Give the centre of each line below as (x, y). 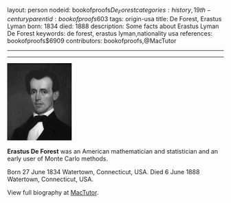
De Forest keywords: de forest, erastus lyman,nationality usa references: (110, 33)
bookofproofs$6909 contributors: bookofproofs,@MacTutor (92, 40)
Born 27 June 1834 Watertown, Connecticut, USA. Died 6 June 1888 (103, 171)
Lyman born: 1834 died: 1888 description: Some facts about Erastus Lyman (113, 26)
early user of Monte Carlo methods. (58, 158)
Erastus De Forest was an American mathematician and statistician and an (113, 151)
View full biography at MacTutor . (53, 192)
